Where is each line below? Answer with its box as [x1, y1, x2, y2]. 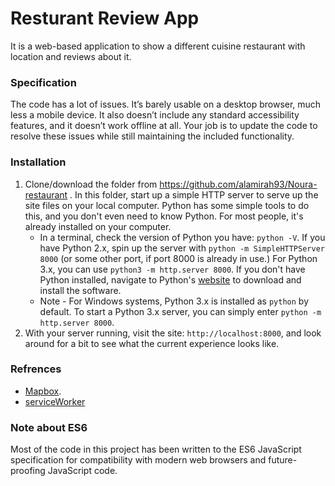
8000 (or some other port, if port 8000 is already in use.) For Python [39, 252, 318, 264]
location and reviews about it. [10, 50, 132, 62]
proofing [10, 465, 46, 477]
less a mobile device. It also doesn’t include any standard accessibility [10, 109, 300, 121]
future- [268, 454, 298, 466]
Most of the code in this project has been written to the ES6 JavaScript [10, 443, 302, 456]
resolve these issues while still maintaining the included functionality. [10, 130, 295, 142]
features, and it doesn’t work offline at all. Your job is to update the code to [10, 120, 318, 132]
